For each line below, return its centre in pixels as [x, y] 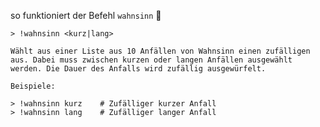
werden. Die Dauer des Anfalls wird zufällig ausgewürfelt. [138, 69]
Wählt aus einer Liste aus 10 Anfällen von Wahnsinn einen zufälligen [160, 51]
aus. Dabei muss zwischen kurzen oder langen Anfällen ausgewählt [151, 60]
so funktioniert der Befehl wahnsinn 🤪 [86, 15]
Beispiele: [33, 86]
